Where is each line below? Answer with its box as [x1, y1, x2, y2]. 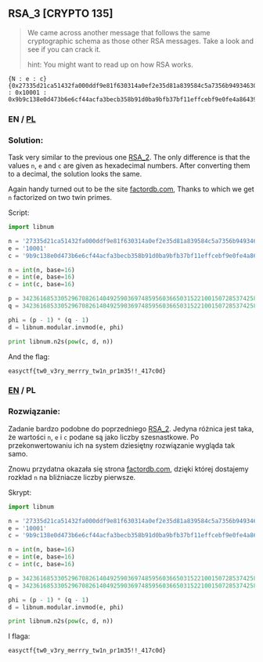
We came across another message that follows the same [27, 27, 211, 37]
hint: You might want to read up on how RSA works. [27, 60, 193, 69]
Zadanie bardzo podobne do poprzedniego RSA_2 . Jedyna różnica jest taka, [8, 424, 254, 433]
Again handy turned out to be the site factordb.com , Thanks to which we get [8, 184, 254, 194]
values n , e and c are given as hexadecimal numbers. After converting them [8, 161, 250, 170]
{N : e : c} [8, 75, 47, 82]
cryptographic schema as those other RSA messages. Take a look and [27, 36, 254, 45]
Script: [8, 208, 30, 217]
